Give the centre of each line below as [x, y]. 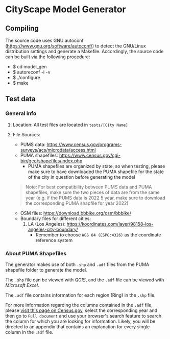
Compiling [22, 28]
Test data [20, 99]
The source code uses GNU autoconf [45, 40]
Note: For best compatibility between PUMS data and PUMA [89, 187]
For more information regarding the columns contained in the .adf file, [79, 305]
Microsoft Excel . [22, 285]
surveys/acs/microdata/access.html [58, 150]
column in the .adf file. [29, 332]
